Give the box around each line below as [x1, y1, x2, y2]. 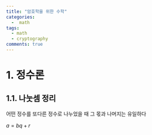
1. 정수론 [6, 69, 45, 82]
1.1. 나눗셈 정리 [6, 93, 57, 103]
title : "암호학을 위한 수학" [6, 8, 67, 15]
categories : [6, 14, 35, 20]
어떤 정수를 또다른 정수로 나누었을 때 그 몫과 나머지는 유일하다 [6, 110, 147, 117]
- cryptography [11, 36, 49, 42]
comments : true [6, 42, 43, 48]
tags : [6, 25, 19, 31]
